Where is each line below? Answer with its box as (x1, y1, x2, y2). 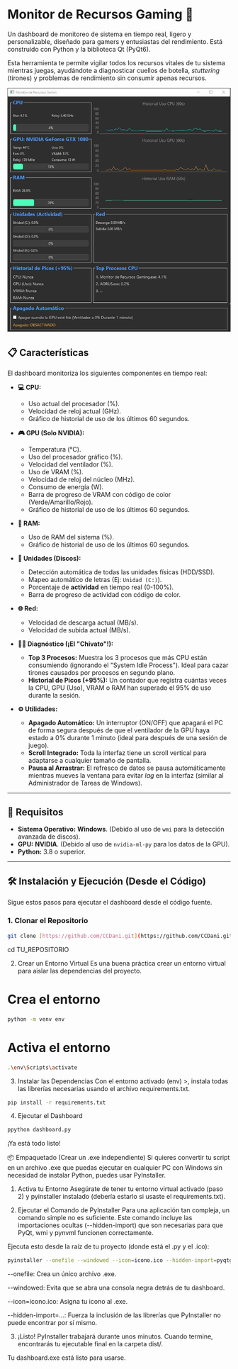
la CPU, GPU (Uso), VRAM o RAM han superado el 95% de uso (28, 683, 212, 692)
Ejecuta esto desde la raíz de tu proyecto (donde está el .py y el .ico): (7, 1242, 210, 1251)
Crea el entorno (7, 992, 101, 1007)
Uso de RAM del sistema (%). (28, 533, 115, 542)
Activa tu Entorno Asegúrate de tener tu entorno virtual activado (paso (17, 1185, 223, 1193)
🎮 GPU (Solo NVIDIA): (17, 429, 85, 437)
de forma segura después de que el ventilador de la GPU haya (28, 726, 210, 734)
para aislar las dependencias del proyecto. (17, 966, 142, 975)
